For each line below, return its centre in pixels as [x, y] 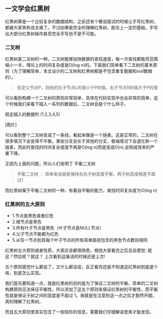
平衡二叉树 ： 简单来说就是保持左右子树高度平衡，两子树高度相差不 [84, 174]
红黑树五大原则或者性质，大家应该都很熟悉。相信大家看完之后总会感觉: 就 [78, 250]
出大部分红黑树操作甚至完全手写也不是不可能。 [52, 34]
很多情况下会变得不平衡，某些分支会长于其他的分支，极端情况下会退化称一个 [81, 141]
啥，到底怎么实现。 [24, 273]
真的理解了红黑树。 [24, 301]
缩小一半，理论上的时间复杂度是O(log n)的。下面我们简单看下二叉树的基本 [79, 65]
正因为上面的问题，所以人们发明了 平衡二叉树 [50, 164]
